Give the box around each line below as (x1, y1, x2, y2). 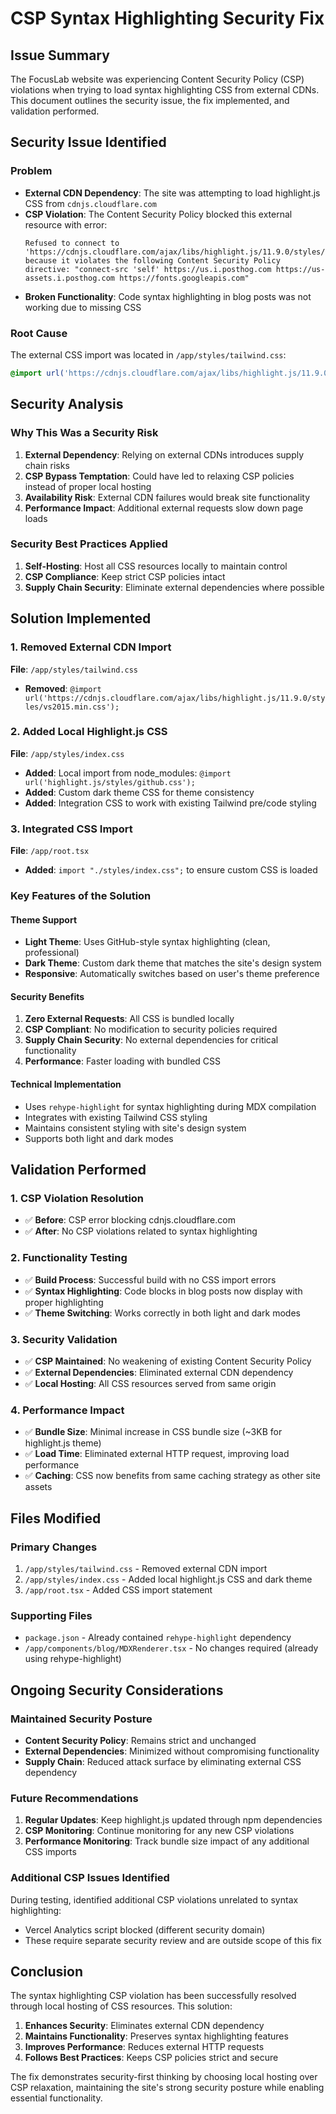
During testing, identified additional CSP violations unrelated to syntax (10, 1893, 299, 1906)
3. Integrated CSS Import (10, 822, 133, 836)
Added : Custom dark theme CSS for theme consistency (24, 786, 255, 798)
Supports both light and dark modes (24, 1132, 174, 1144)
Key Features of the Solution (10, 889, 152, 903)
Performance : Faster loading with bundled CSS (24, 1055, 222, 1067)
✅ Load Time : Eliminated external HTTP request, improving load (24, 1448, 290, 1460)
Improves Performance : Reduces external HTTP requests (24, 2041, 265, 2053)
